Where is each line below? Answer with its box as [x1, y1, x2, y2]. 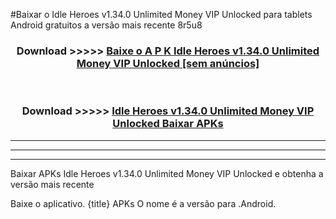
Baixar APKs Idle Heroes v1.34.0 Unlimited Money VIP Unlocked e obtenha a [10, 167, 324, 179]
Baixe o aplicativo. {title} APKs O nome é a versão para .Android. [10, 197, 277, 209]
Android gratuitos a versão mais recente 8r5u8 [10, 19, 203, 31]
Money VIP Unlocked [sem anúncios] [76, 56, 260, 70]
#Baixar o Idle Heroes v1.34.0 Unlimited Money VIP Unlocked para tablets [10, 9, 313, 20]
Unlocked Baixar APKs [112, 117, 224, 131]
